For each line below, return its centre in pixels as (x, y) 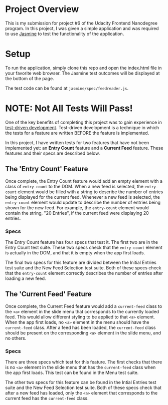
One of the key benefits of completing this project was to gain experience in (83, 122)
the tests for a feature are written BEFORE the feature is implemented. (77, 133)
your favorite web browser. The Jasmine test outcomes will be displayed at (82, 73)
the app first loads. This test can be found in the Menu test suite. (72, 373)
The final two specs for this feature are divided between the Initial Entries (81, 262)
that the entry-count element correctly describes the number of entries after (84, 273)
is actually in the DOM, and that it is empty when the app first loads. (75, 253)
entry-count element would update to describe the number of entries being (83, 202)
